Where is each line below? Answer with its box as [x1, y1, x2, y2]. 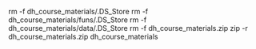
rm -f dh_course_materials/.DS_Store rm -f [8, 7, 149, 16]
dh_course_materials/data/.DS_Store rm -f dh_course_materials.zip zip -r [8, 24, 248, 32]
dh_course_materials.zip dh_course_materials [8, 32, 158, 41]
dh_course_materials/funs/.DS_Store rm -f [8, 15, 147, 24]
